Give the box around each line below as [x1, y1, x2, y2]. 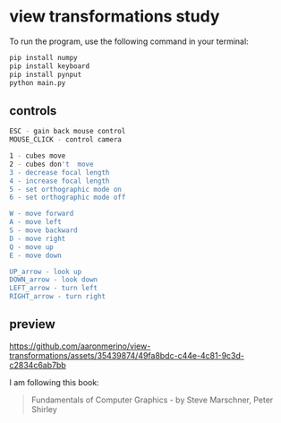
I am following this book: [9, 376, 100, 387]
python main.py [9, 78, 66, 87]
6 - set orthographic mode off [9, 193, 126, 203]
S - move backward [9, 226, 78, 235]
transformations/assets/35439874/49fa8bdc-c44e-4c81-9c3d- [9, 350, 244, 360]
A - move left [9, 218, 63, 227]
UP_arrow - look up [9, 267, 82, 276]
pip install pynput [9, 70, 82, 79]
